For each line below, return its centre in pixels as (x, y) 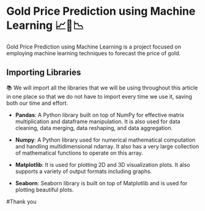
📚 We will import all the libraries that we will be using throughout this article (102, 88)
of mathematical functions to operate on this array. (79, 153)
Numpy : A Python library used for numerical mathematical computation (105, 140)
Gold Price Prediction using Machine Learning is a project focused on (94, 47)
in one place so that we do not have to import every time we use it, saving (99, 96)
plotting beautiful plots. (44, 190)
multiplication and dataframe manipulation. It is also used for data (98, 121)
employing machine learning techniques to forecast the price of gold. (94, 53)
